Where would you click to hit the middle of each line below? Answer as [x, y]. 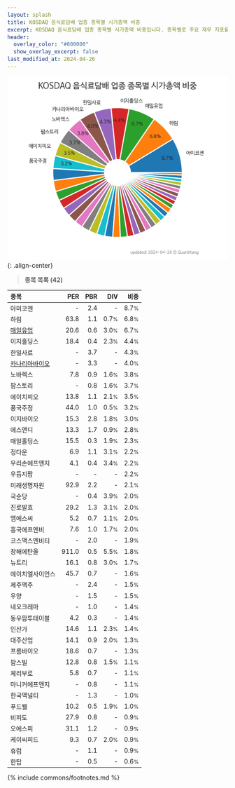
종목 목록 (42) [43, 280]
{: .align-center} [30, 265]
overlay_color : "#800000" [51, 45]
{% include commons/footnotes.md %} [64, 777]
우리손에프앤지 [30, 463]
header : [19, 37]
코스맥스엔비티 [30, 541]
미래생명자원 [27, 485]
